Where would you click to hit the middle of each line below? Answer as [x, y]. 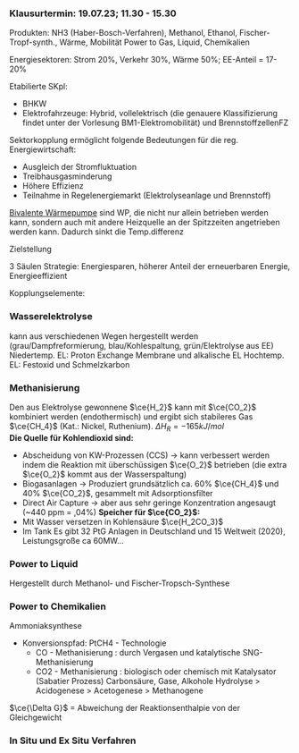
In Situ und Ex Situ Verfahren [73, 740]
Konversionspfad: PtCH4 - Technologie [94, 643]
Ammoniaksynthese [46, 626]
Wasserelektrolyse [51, 317]
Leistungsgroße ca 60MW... [73, 540]
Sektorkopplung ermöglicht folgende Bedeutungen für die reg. [124, 140]
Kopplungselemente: [47, 293]
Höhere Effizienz [53, 186]
